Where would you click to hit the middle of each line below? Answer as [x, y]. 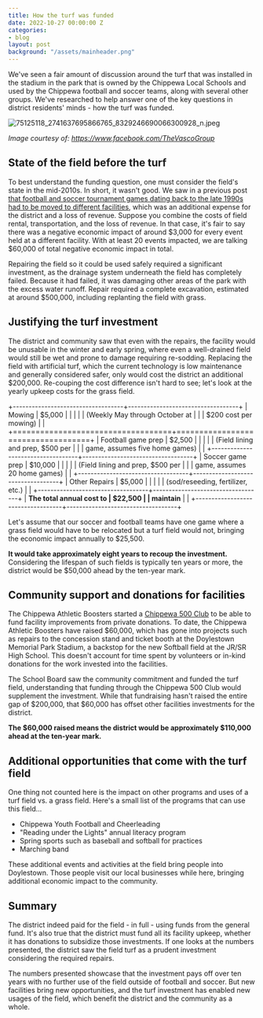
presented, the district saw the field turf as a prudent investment [112, 950]
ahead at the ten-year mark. [55, 737]
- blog [19, 37]
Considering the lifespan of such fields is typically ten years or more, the [126, 562]
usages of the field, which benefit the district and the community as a [121, 998]
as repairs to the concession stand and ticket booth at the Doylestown [121, 639]
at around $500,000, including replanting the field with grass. [107, 297]
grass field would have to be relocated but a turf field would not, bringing [126, 530]
